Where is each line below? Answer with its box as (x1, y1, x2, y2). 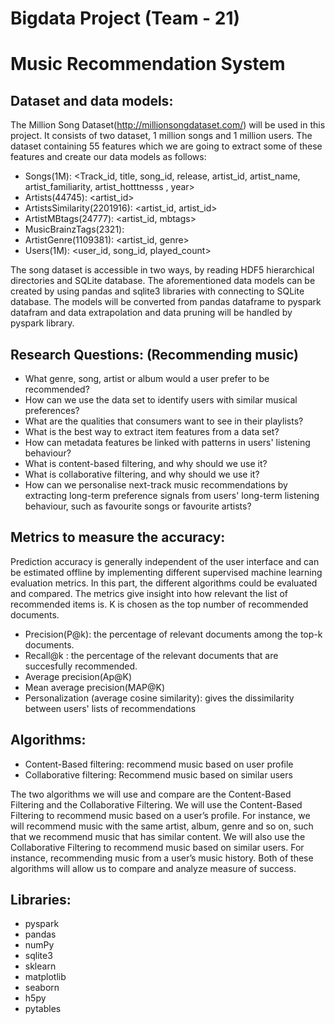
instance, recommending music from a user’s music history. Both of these (10, 852, 314, 864)
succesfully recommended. (24, 660, 138, 672)
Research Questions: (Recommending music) (10, 346, 299, 363)
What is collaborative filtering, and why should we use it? (24, 468, 260, 480)
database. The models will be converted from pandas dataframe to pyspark (10, 296, 322, 308)
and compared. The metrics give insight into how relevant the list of (10, 587, 289, 599)
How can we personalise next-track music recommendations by (24, 479, 288, 491)
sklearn (24, 960, 57, 972)
